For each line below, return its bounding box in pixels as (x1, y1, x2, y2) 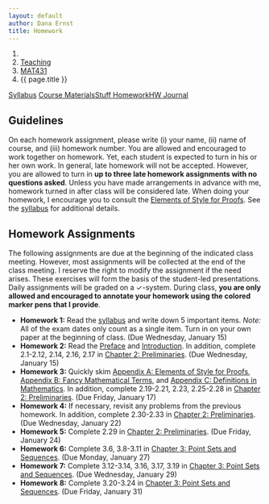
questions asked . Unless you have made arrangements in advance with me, (8, 178, 262, 188)
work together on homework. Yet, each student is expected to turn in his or (8, 152, 258, 162)
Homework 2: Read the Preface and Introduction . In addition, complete (19, 341, 256, 351)
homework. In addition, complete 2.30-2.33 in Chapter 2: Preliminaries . (19, 410, 256, 419)
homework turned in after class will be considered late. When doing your (8, 186, 250, 196)
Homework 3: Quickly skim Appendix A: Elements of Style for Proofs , (19, 367, 251, 376)
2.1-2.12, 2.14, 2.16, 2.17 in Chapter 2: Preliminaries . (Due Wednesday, (19, 350, 248, 359)
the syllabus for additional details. (8, 203, 121, 214)
